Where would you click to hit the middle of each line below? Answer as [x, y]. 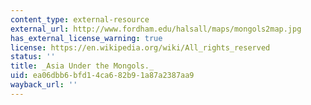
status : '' [33, 57]
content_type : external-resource [80, 19]
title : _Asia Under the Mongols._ [82, 66]
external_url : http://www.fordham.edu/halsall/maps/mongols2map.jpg [156, 29]
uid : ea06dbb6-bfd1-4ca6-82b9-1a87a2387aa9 [102, 76]
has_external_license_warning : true [86, 38]
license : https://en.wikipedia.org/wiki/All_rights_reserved [140, 47]
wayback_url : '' [44, 85]
